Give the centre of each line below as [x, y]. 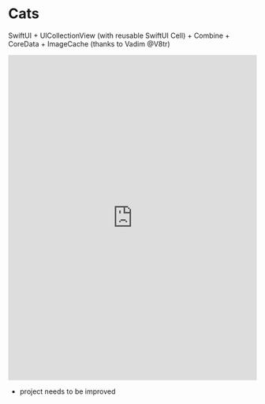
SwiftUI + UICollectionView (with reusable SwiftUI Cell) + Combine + [119, 35]
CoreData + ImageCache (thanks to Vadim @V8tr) [90, 43]
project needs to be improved [67, 391]
